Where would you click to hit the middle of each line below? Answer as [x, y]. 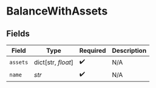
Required [93, 51]
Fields [18, 34]
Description [129, 51]
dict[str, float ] [54, 62]
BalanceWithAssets [57, 11]
